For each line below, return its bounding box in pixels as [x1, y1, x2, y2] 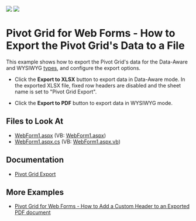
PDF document [14, 209, 51, 216]
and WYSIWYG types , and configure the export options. [6, 64, 141, 71]
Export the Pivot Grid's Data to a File [6, 39, 185, 52]
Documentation [6, 155, 64, 165]
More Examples [6, 187, 64, 197]
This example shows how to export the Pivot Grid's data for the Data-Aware [6, 58, 188, 65]
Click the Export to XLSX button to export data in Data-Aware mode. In [14, 76, 185, 83]
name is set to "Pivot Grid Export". [14, 88, 97, 95]
